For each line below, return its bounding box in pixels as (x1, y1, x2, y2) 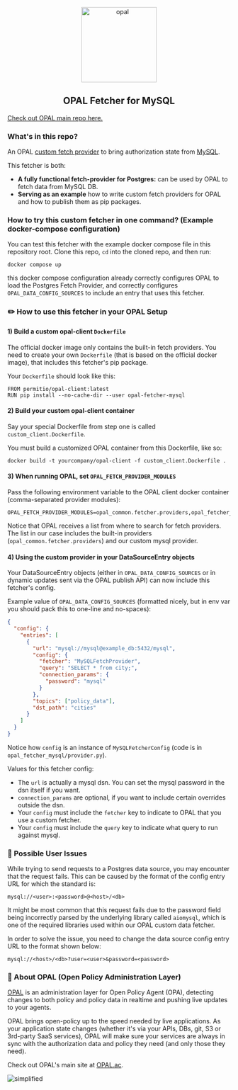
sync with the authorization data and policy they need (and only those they (7, 1040, 225, 1048)
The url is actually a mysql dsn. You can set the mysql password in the (17, 778, 225, 786)
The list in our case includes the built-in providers (7, 528, 152, 538)
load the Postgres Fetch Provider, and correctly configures (7, 281, 178, 290)
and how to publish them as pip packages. (17, 198, 142, 206)
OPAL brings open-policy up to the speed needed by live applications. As (7, 1017, 221, 1026)
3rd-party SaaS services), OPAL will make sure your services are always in (7, 1032, 225, 1040)
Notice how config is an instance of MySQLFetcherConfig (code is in (7, 743, 203, 751)
